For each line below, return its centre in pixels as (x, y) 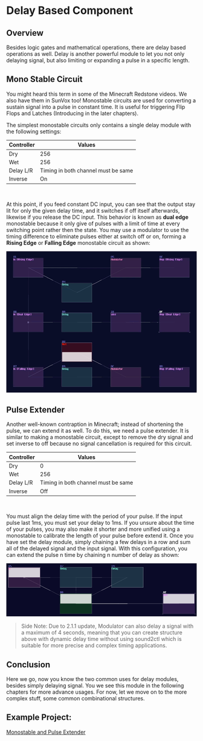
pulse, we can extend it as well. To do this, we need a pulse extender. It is (98, 431)
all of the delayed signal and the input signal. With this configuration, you (97, 548)
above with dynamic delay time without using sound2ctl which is (101, 639)
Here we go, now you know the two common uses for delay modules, (92, 679)
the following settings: (34, 131)
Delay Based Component (70, 11)
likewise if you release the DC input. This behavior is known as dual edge (98, 217)
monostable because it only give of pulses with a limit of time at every (93, 223)
